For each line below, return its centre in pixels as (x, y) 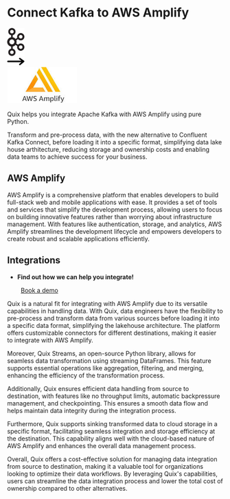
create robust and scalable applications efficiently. (78, 239)
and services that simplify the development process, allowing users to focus (115, 209)
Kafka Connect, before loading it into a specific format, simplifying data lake (115, 142)
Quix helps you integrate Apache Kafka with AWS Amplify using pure (104, 114)
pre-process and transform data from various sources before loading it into (113, 318)
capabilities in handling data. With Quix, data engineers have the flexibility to (115, 311)
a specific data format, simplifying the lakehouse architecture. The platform (114, 325)
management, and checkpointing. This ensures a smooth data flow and (107, 403)
